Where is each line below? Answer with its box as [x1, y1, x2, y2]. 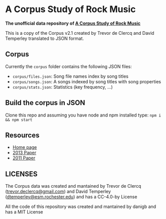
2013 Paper [12, 150, 37, 156]
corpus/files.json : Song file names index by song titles [12, 73, 129, 79]
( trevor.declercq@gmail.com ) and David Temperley [5, 188, 111, 195]
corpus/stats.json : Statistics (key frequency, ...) [12, 84, 113, 90]
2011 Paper [12, 155, 36, 161]
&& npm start [5, 117, 33, 122]
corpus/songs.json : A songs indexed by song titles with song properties [12, 78, 161, 84]
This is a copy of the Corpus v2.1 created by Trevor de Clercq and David [5, 30, 154, 36]
